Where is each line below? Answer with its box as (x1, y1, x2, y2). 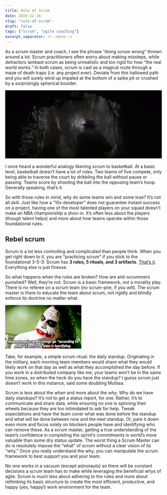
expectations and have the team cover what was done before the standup (5, 411, 157, 417)
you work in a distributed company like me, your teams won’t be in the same (5, 369, 162, 375)
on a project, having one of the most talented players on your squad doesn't (5, 205, 161, 211)
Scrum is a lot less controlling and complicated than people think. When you (5, 248, 161, 254)
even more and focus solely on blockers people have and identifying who (5, 421, 155, 427)
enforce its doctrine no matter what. (5, 295, 79, 301)
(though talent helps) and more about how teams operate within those (5, 215, 149, 221)
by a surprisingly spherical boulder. (5, 80, 78, 86)
